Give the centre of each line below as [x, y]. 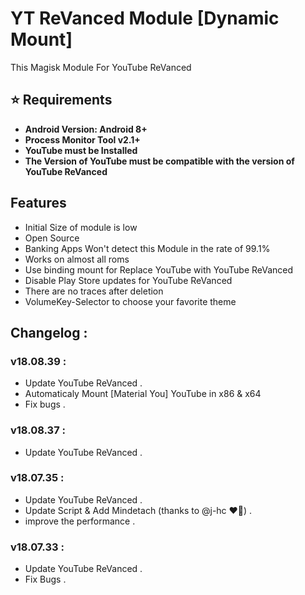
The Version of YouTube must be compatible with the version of [159, 161]
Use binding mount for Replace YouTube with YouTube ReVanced [159, 269]
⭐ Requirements [61, 100]
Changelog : [49, 332]
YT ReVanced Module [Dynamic [145, 18]
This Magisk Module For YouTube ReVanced [101, 67]
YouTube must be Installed [81, 150]
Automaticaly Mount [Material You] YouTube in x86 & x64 [143, 394]
